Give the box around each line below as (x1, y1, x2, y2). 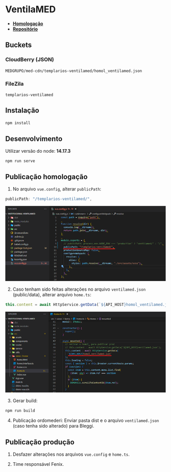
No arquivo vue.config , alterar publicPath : (12, 186, 102, 192)
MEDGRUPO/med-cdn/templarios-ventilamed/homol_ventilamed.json (5, 68, 142, 74)
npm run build (5, 408, 36, 413)
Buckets (5, 41, 32, 50)
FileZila (5, 80, 24, 87)
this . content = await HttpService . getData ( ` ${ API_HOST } (5, 302, 126, 308)
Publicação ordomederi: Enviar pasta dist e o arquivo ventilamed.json (12, 417, 159, 423)
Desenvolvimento (5, 134, 63, 143)
